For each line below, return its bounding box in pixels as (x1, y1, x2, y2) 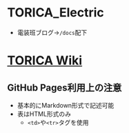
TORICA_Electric (7, 5, 105, 21)
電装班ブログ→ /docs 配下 (17, 28, 88, 36)
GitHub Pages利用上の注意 (7, 82, 122, 93)
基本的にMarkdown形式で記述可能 (17, 101, 115, 109)
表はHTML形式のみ (17, 110, 71, 118)
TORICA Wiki (7, 53, 83, 69)
